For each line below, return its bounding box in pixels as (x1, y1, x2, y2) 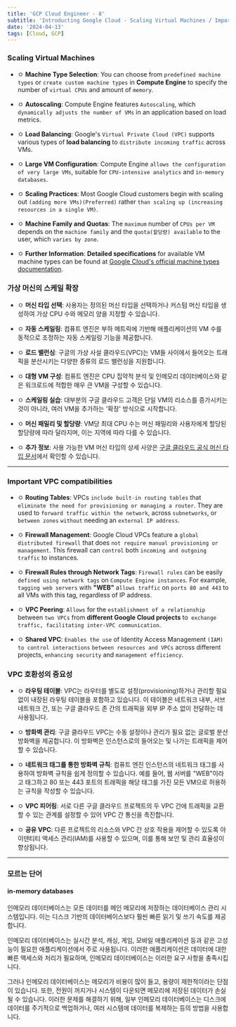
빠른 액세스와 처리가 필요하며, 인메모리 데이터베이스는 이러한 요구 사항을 (7, 953, 204, 962)
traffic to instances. (17, 553, 79, 562)
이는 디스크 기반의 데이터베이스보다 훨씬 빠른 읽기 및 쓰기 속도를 (39, 912, 214, 921)
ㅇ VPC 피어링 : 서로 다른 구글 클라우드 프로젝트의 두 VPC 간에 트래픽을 (17, 802, 212, 810)
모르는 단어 (7, 869, 43, 879)
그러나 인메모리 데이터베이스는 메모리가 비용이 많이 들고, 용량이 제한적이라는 (7, 977, 216, 986)
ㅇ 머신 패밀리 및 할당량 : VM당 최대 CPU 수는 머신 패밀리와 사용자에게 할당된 (17, 419, 227, 427)
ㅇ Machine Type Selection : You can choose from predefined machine (17, 70, 221, 78)
